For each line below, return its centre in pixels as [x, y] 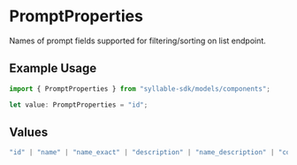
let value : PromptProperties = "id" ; [79, 105]
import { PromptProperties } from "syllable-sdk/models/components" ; [140, 89]
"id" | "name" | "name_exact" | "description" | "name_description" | [142, 153]
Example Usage [53, 68]
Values [29, 132]
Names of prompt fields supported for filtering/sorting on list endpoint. [138, 41]
